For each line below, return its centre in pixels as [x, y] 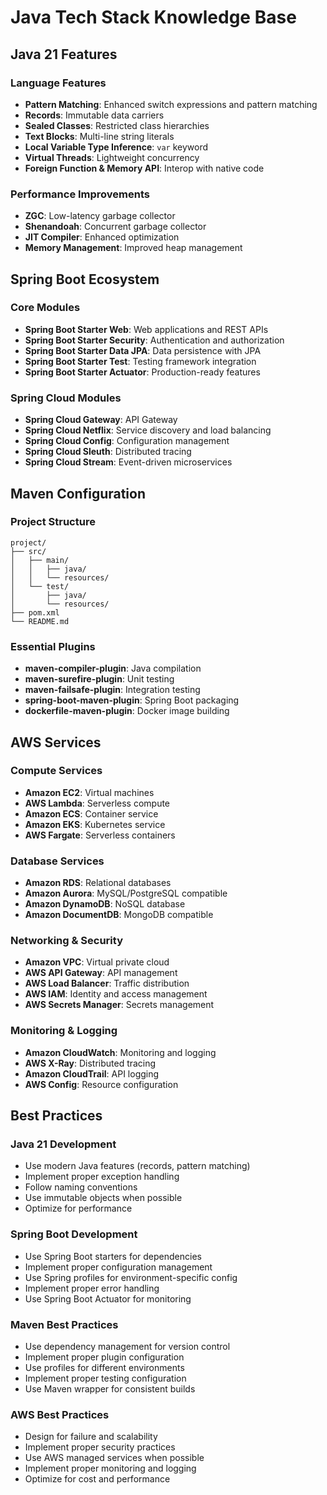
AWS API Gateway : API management [101, 973]
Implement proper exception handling [102, 1177]
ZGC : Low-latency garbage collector [100, 216]
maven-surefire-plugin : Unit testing [99, 679]
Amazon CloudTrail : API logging [92, 1073]
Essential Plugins [53, 646]
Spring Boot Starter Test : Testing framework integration [140, 361]
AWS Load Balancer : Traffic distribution [107, 983]
